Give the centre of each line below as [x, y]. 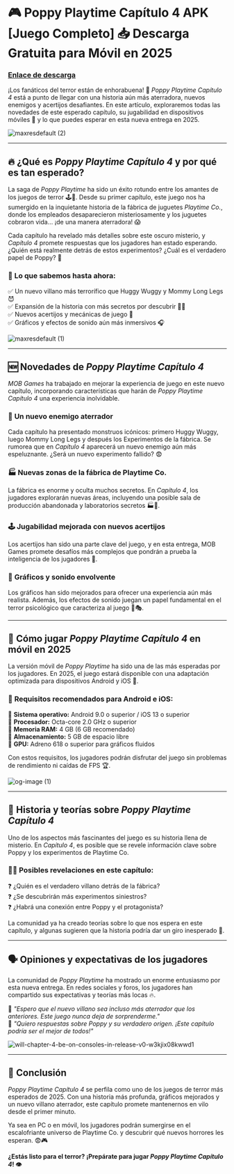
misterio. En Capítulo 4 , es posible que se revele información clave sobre [112, 845]
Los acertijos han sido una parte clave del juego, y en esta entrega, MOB [112, 544]
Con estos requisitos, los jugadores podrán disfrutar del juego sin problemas [117, 757]
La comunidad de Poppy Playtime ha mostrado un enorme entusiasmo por [114, 980]
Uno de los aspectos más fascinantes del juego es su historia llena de [108, 837]
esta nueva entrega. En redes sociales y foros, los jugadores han [100, 987]
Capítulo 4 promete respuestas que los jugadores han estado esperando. [112, 243]
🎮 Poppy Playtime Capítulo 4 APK [108, 13]
